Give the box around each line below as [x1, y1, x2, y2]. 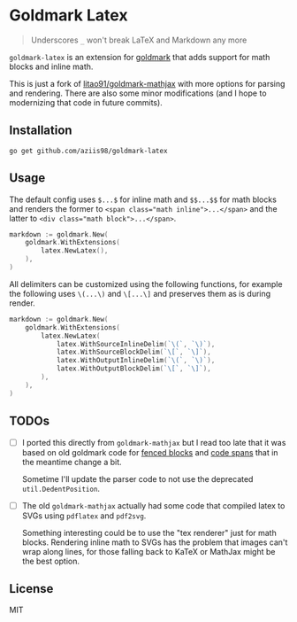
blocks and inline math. [9, 61, 94, 72]
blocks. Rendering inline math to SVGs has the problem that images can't [21, 537, 288, 548]
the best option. [21, 556, 80, 566]
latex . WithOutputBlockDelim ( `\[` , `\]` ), [56, 364, 212, 373]
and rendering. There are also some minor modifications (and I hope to [9, 88, 267, 98]
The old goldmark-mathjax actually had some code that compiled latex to [21, 500, 286, 510]
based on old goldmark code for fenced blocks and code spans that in [21, 447, 278, 457]
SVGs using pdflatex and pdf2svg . [21, 510, 147, 521]
